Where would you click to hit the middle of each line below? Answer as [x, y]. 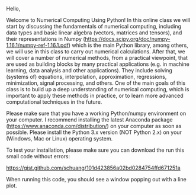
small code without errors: [38, 156]
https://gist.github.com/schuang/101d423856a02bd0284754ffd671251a [93, 168]
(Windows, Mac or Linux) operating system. [60, 138]
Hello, [13, 9]
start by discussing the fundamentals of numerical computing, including [94, 26]
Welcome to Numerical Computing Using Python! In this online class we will [98, 20]
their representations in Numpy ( [46, 39]
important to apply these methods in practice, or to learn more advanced [95, 95]
